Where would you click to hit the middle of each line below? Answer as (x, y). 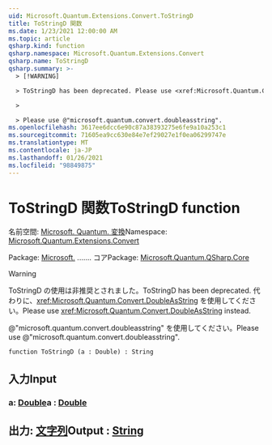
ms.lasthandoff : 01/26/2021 (56, 158)
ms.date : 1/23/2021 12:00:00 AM (63, 31)
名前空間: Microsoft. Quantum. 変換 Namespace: (88, 232)
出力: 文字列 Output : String (76, 431)
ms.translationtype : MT (49, 143)
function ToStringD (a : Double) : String (81, 352)
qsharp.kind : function (47, 46)
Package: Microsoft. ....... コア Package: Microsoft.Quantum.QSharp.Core (129, 258)
